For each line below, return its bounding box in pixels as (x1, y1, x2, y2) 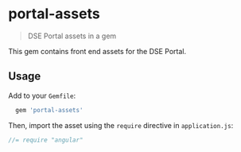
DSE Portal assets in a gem (27, 31, 117, 41)
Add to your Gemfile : (8, 91, 76, 100)
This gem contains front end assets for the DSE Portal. (8, 46, 187, 56)
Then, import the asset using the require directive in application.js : (8, 120, 234, 130)
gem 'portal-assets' (15, 106, 84, 114)
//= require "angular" (8, 136, 84, 144)
